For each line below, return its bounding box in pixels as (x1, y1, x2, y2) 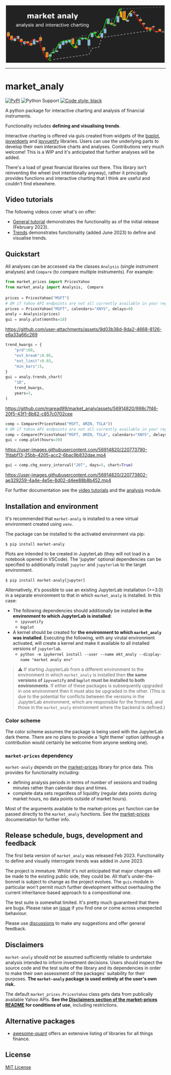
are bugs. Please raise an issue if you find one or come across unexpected (5, 905, 162, 911)
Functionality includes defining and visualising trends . (5, 123, 121, 129)
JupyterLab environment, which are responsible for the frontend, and (17, 699, 163, 705)
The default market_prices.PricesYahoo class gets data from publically (5, 991, 153, 997)
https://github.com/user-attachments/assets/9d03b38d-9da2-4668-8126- (5, 326, 162, 333)
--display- (138, 652, 162, 657)
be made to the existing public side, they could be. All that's (5, 873, 131, 879)
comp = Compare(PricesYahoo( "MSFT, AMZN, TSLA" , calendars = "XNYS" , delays (5, 432, 167, 437)
